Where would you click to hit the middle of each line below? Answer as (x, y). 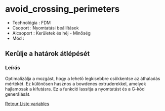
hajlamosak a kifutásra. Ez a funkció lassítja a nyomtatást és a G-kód (75, 89)
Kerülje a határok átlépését (47, 54)
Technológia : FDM (31, 23)
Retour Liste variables (27, 104)
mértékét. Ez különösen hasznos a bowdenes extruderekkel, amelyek (76, 83)
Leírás (13, 68)
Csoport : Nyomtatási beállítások (45, 28)
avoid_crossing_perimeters (62, 9)
